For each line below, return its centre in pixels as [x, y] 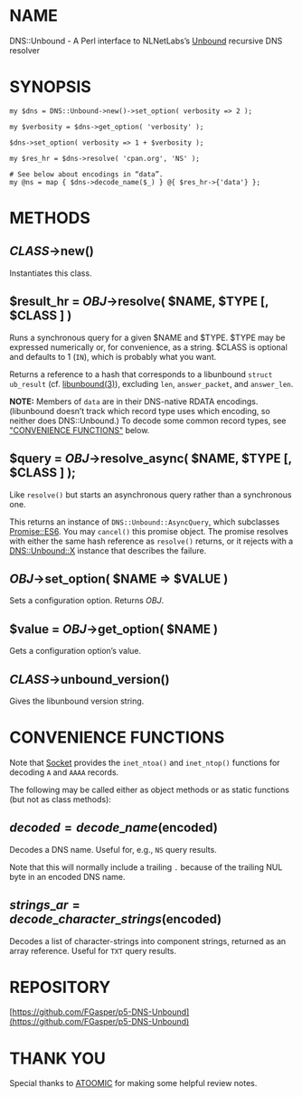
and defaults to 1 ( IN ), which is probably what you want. [113, 356]
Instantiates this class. [51, 273]
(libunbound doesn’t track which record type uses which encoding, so [140, 411]
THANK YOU [57, 1058]
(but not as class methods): [60, 799]
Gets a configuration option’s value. [75, 651]
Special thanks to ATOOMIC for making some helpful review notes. [133, 1083]
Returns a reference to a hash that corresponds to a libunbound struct [141, 374]
